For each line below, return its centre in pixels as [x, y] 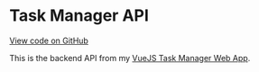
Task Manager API [79, 16]
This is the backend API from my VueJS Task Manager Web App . [130, 58]
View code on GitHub [49, 40]
